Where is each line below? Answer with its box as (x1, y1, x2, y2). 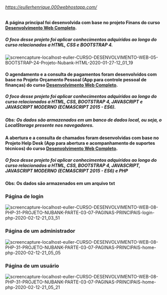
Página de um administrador (5, 228, 76, 235)
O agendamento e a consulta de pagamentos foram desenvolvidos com (5, 71, 157, 77)
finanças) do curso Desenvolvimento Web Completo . (5, 82, 118, 88)
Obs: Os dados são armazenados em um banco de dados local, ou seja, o (5, 117, 162, 123)
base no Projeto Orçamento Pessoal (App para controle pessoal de (5, 76, 147, 82)
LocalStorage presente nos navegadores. (5, 122, 94, 128)
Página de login (5, 193, 44, 200)
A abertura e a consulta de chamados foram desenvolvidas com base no (5, 135, 159, 141)
